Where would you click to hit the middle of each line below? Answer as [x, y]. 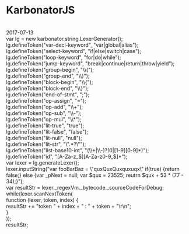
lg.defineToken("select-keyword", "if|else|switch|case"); [74, 51]
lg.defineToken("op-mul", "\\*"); [44, 119]
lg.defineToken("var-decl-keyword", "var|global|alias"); [72, 45]
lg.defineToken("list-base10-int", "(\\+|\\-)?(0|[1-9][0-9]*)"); [78, 150]
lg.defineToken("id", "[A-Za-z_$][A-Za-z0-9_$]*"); [67, 156]
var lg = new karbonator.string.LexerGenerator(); [64, 39]
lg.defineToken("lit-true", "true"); [45, 125]
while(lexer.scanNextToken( [39, 194]
